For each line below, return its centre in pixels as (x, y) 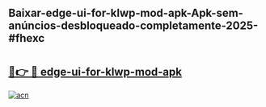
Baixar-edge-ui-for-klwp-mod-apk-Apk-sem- (126, 13)
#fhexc (27, 38)
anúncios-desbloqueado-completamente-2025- (133, 26)
